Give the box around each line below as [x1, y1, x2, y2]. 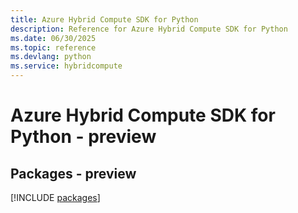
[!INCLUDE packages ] [10, 192, 101, 203]
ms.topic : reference [10, 42, 97, 53]
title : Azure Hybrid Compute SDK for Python [10, 14, 199, 25]
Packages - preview [10, 165, 137, 182]
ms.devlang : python [10, 52, 92, 62]
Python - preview [10, 126, 157, 148]
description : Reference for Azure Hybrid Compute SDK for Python [10, 24, 288, 34]
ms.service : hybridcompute [10, 61, 123, 71]
